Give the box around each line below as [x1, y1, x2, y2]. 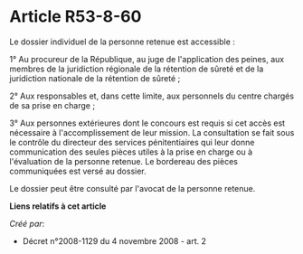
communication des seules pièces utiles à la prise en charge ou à [9, 146, 253, 157]
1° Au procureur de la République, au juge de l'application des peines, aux [9, 53, 285, 64]
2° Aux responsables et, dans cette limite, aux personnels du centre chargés [9, 90, 295, 101]
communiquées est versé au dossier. [9, 165, 147, 176]
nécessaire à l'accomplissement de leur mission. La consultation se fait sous [9, 127, 295, 137]
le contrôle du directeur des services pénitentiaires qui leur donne [9, 136, 255, 147]
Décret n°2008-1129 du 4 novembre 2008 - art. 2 [22, 235, 206, 246]
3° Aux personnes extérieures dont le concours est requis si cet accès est [9, 118, 286, 128]
